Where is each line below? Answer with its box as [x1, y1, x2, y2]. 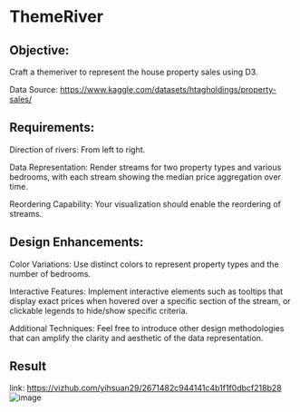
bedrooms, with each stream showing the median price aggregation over [9, 171, 281, 182]
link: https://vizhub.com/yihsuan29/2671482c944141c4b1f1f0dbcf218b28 [9, 383, 283, 394]
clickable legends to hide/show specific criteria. [9, 305, 189, 316]
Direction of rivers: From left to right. [9, 143, 146, 155]
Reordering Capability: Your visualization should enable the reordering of [9, 198, 281, 210]
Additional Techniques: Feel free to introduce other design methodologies [9, 322, 285, 333]
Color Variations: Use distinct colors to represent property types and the [9, 259, 279, 270]
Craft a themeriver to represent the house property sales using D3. [9, 66, 258, 77]
